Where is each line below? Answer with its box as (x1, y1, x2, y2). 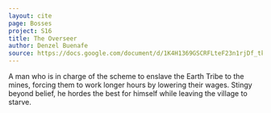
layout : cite (8, 11, 52, 20)
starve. (8, 98, 32, 107)
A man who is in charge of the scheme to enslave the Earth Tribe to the (8, 72, 244, 81)
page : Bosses (8, 19, 52, 27)
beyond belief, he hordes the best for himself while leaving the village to (8, 89, 248, 98)
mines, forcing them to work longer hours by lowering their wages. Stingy (8, 80, 252, 90)
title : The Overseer (8, 34, 78, 43)
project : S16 (8, 27, 52, 35)
